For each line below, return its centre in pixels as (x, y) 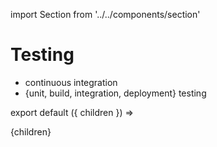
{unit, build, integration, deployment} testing (115, 93)
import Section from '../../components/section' (105, 14)
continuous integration (71, 82)
